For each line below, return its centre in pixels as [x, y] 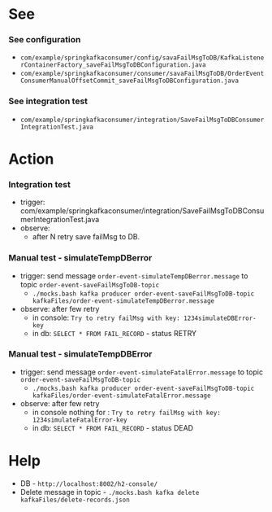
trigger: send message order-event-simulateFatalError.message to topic [142, 372]
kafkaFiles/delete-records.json [75, 500]
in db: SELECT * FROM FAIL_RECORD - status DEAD [112, 427]
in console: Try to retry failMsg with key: [106, 317]
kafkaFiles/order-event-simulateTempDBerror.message [123, 301]
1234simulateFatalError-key [80, 420]
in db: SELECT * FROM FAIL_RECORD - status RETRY [114, 333]
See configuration [45, 40]
